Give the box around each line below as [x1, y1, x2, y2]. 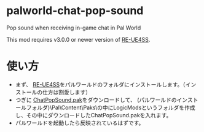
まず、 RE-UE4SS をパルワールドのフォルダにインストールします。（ [15, 80, 186, 88]
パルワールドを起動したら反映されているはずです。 [15, 119, 144, 126]
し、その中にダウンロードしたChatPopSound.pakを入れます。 [15, 111, 172, 118]
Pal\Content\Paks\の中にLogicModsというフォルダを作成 [51, 104, 195, 111]
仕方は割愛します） [42, 88, 91, 96]
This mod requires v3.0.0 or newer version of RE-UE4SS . [6, 36, 151, 43]
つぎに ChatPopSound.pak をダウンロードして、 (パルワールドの [15, 96, 177, 103]
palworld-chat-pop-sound [6, 4, 144, 18]
